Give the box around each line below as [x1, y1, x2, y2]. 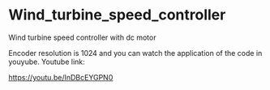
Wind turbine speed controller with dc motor [8, 32, 156, 42]
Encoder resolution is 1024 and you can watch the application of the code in [8, 48, 263, 58]
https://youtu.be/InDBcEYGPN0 [8, 72, 114, 82]
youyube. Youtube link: [8, 57, 85, 66]
